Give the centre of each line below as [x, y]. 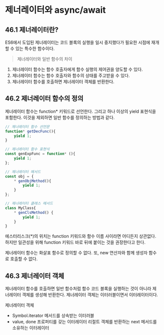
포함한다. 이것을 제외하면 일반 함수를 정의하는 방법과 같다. [60, 117]
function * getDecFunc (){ [30, 131]
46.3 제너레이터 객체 [35, 276]
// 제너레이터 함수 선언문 [27, 127]
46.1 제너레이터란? [32, 30]
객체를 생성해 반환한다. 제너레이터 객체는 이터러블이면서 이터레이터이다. [90, 295]
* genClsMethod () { [34, 212]
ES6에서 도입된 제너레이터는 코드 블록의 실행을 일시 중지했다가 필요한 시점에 [78, 42]
